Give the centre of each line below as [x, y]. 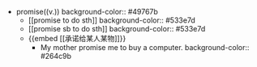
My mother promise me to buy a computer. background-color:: [145, 47]
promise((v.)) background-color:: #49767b [87, 12]
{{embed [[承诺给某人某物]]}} [77, 38]
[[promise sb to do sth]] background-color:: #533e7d [117, 29]
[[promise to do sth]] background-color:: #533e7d [112, 20]
